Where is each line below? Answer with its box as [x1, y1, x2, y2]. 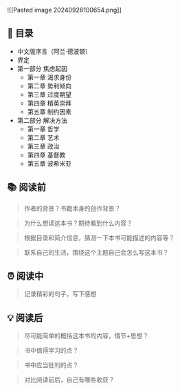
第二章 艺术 [27, 133, 60, 142]
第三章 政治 [27, 142, 60, 150]
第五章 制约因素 [27, 107, 72, 116]
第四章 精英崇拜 [27, 99, 72, 107]
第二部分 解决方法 [16, 116, 67, 124]
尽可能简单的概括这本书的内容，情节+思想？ [23, 331, 149, 340]
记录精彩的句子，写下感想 [23, 290, 97, 298]
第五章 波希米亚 [27, 159, 72, 168]
